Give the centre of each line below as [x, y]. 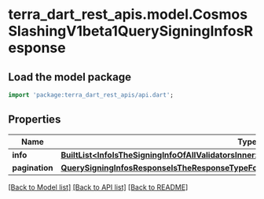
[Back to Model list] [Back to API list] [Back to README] [98, 187]
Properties [35, 120]
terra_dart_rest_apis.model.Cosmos [128, 15]
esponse [37, 48]
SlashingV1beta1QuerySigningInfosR [131, 31]
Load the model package [70, 77]
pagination [33, 168]
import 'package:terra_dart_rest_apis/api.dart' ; [91, 95]
